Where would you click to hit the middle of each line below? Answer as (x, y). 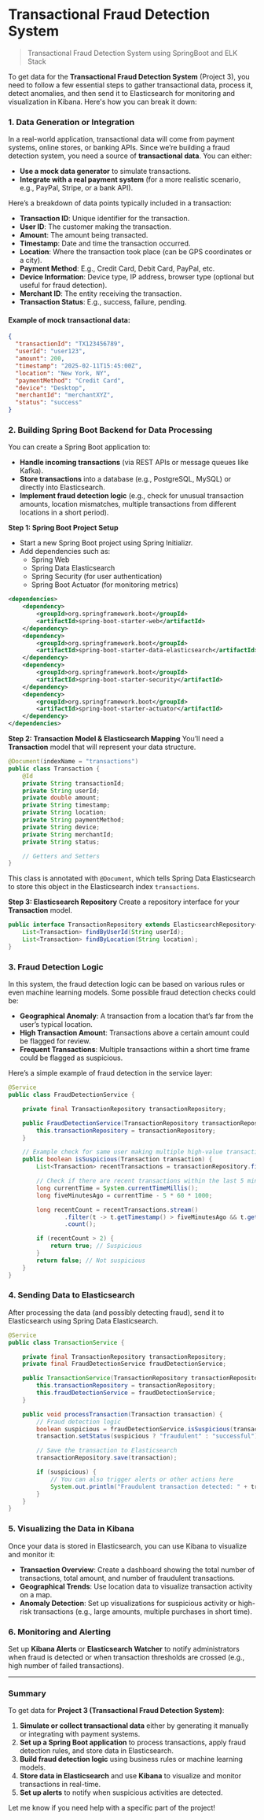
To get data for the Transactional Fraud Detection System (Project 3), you (129, 76)
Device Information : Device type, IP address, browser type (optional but (137, 277)
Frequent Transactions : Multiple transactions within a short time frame (134, 1050)
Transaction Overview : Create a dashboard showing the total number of (137, 1569)
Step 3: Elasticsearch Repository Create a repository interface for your (124, 902)
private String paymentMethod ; (73, 820)
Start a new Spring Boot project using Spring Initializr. (106, 543)
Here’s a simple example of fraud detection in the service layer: (110, 1073)
